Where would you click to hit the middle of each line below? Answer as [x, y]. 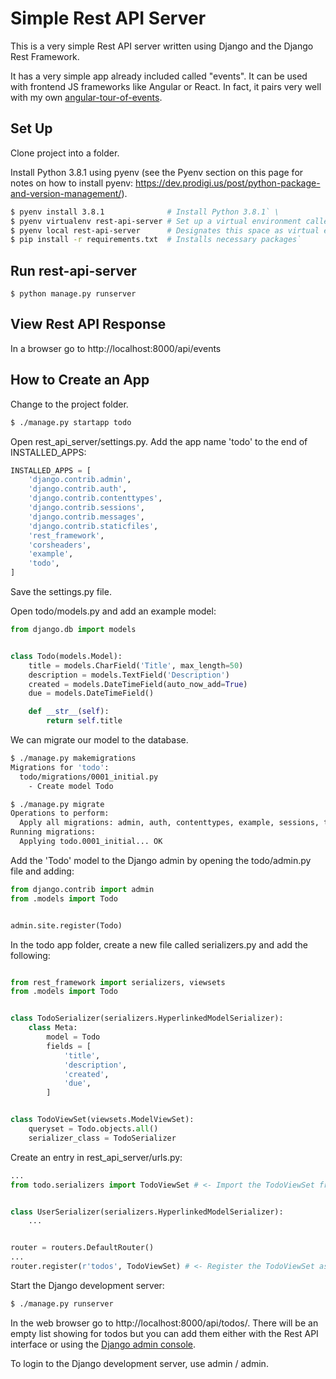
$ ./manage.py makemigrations [73, 758]
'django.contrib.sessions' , [86, 508]
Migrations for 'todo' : [60, 767]
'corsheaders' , [60, 545]
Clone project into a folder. [65, 153]
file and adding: [42, 871]
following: [30, 955]
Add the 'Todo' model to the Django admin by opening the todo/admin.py [161, 860]
